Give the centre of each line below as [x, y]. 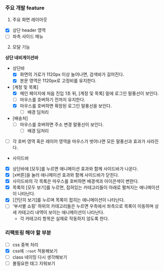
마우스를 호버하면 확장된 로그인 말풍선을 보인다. [66, 106]
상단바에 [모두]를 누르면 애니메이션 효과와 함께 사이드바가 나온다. [75, 168]
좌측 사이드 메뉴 [28, 36]
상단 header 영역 [29, 30]
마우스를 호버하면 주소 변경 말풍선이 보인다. [62, 124]
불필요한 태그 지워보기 [34, 263]
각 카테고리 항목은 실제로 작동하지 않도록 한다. [64, 219]
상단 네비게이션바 [22, 58]
